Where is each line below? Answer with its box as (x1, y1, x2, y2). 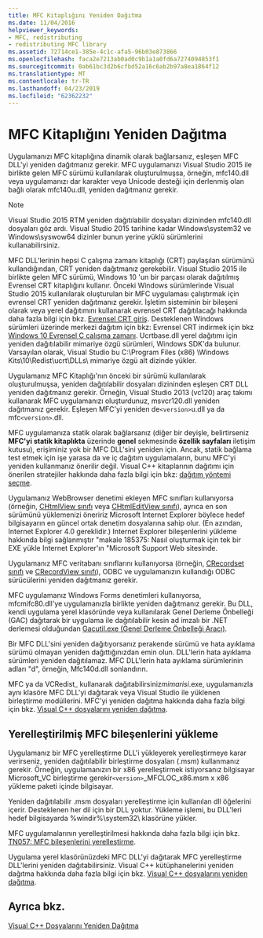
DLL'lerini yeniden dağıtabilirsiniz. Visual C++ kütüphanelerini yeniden (8, 861, 234, 870)
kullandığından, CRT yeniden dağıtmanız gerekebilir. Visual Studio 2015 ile (8, 264, 247, 273)
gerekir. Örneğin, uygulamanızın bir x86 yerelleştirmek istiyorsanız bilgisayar (8, 765, 255, 774)
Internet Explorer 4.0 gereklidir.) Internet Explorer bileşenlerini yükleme (8, 527, 237, 537)
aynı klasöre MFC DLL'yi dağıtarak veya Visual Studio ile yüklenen (8, 688, 221, 698)
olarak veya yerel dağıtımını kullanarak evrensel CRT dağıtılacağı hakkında (8, 306, 247, 315)
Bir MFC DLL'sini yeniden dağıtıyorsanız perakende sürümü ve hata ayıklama (8, 639, 255, 649)
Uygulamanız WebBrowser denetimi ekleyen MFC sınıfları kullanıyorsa (8, 493, 234, 503)
